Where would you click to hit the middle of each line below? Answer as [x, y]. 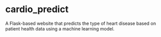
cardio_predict [37, 9]
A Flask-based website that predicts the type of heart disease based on [81, 23]
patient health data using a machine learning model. [60, 28]
